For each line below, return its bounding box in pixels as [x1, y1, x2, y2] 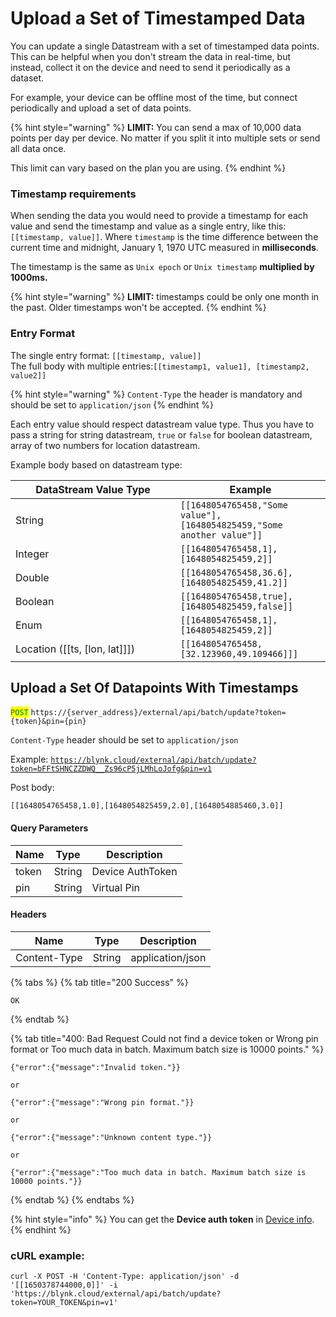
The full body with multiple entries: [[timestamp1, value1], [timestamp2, [10, 360, 310, 372]
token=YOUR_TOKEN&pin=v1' [10, 1298, 118, 1308]
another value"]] [180, 529, 263, 541]
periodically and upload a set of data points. [10, 102, 192, 114]
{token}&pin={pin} [10, 717, 87, 727]
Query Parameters [10, 822, 89, 834]
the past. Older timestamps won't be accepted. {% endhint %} [10, 302, 267, 314]
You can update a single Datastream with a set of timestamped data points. [10, 40, 320, 52]
